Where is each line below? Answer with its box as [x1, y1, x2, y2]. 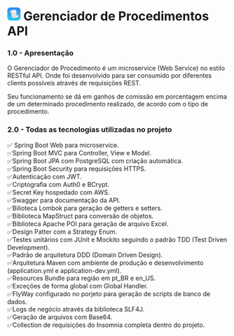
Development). [7, 243, 50, 251]
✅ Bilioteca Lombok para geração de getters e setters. [7, 204, 163, 212]
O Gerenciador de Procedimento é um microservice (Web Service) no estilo [7, 64, 226, 73]
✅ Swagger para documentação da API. [7, 196, 121, 204]
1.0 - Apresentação [7, 48, 74, 58]
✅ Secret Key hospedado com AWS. [7, 188, 110, 196]
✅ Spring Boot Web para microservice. [7, 141, 119, 149]
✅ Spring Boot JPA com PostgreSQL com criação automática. [7, 156, 184, 164]
